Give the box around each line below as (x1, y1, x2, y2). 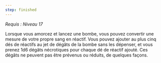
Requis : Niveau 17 (5, 21, 43, 27)
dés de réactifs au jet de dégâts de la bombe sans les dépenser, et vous (5, 41, 153, 47)
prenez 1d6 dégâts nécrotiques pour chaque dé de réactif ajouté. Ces (5, 46, 148, 52)
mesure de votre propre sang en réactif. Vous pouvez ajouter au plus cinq (5, 36, 157, 42)
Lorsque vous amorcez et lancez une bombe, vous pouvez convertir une (5, 30, 154, 36)
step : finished (5, 7, 37, 12)
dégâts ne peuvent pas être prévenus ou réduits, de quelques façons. (5, 52, 148, 58)
